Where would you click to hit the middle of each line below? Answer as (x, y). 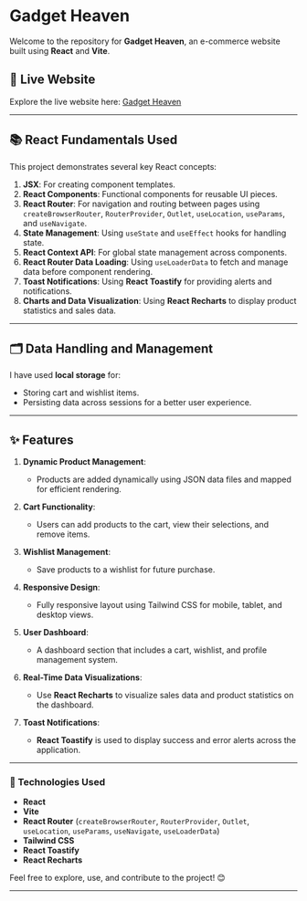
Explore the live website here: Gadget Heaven (95, 101)
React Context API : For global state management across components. (155, 252)
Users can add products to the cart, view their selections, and (153, 525)
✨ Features (42, 440)
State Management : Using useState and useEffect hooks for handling (154, 233)
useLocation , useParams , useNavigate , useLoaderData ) (121, 831)
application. (58, 750)
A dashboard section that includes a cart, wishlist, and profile (152, 650)
